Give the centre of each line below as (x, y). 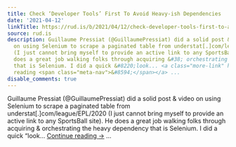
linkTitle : (23, 27)
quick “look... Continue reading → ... (59, 136)
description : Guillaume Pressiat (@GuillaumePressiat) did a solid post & (119, 40)
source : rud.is (29, 33)
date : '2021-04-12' (36, 20)
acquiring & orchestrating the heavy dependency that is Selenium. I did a (112, 128)
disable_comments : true (42, 79)
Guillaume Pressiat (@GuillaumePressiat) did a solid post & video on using (114, 99)
